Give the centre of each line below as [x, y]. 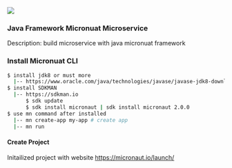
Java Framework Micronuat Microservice [78, 28]
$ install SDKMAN [32, 88]
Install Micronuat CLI [42, 61]
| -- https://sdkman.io [46, 95]
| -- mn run [29, 127]
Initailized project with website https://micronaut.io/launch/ [91, 157]
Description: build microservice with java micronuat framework [96, 43]
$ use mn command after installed [57, 114]
